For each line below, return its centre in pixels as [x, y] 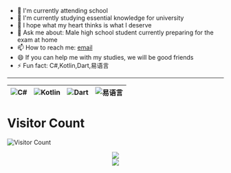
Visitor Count [46, 123]
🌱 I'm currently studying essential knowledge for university [100, 18]
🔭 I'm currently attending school [63, 11]
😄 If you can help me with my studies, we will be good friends [105, 57]
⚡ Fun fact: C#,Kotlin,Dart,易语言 [63, 66]
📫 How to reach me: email [55, 47]
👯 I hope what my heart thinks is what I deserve [84, 25]
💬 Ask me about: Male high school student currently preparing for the [115, 32]
